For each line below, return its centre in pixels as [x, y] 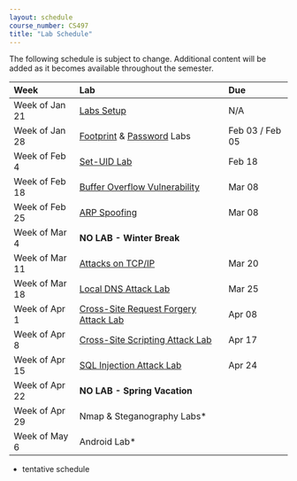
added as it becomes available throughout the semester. [111, 68]
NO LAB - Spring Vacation [136, 391]
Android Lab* [107, 442]
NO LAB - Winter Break [129, 238]
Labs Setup [103, 111]
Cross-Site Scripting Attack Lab [145, 340]
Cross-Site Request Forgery [138, 309]
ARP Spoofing [108, 213]
